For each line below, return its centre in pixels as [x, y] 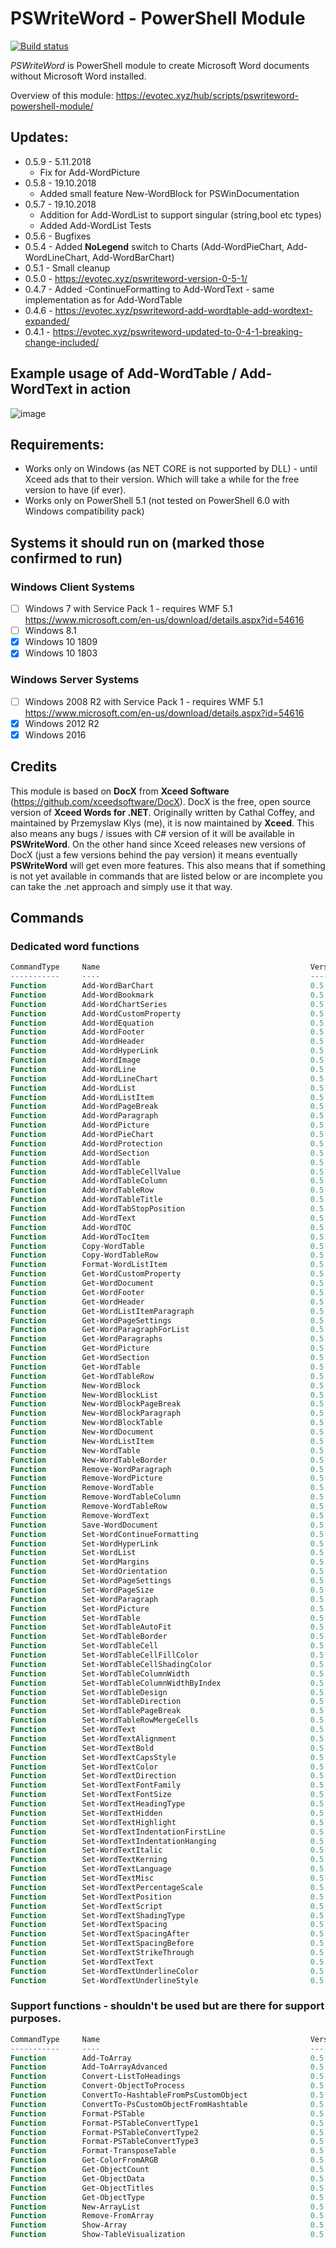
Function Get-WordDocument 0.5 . [169, 1283]
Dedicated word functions [75, 946]
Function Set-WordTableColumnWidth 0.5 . [169, 1673]
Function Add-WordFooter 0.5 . [169, 1032]
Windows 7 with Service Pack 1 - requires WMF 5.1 [128, 609]
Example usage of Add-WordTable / [123, 373]
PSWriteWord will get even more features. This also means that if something [168, 865]
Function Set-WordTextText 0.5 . [169, 1962]
